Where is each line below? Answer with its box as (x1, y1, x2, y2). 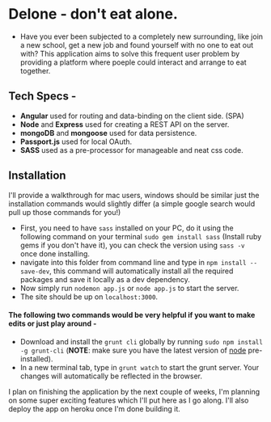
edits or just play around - (8, 319, 97, 328)
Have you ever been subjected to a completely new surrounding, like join (19, 32, 264, 41)
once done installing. (19, 248, 91, 259)
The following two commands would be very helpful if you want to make (8, 310, 256, 320)
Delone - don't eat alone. (8, 5, 178, 23)
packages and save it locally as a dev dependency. (19, 274, 190, 284)
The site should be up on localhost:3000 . (19, 292, 159, 302)
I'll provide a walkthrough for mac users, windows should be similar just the (8, 190, 260, 200)
